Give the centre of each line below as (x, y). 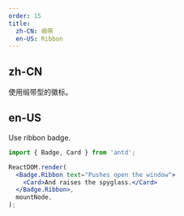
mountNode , (34, 197)
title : (19, 24)
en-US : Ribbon (39, 39)
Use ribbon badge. (40, 137)
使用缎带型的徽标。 (41, 92)
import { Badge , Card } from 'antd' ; (72, 152)
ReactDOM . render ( (38, 167)
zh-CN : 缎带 (35, 31)
